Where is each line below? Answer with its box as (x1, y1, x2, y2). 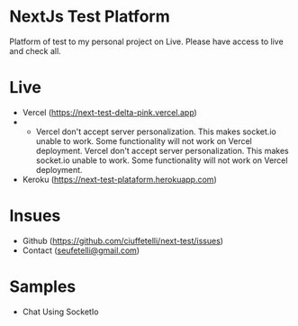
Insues (9, 205, 61, 226)
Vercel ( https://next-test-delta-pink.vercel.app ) (22, 106, 198, 118)
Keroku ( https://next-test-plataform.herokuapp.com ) (22, 174, 218, 185)
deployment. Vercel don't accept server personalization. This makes (35, 145, 290, 156)
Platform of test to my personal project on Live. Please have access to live (9, 36, 284, 47)
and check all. (9, 45, 61, 56)
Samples (9, 276, 77, 296)
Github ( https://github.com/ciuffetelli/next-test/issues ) (22, 235, 223, 246)
